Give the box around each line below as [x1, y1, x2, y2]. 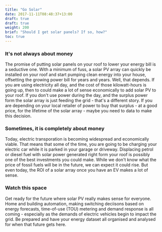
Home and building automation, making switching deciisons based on [5, 200, 144, 207]
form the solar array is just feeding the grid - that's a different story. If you [5, 98, 153, 104]
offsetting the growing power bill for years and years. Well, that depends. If [5, 77, 155, 83]
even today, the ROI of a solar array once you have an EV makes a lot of [5, 167, 148, 173]
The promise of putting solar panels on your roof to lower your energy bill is [5, 61, 156, 67]
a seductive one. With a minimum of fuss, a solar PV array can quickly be [5, 67, 151, 72]
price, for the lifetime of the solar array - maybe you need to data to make [5, 108, 152, 114]
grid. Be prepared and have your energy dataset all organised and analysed [5, 216, 156, 222]
